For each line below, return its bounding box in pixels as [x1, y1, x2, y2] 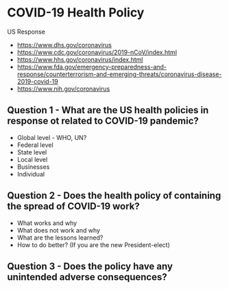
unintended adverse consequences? [7, 271, 167, 283]
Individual [16, 170, 45, 178]
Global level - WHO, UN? [16, 133, 87, 141]
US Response [7, 27, 46, 36]
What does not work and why [16, 226, 101, 234]
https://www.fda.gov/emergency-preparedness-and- [16, 62, 167, 71]
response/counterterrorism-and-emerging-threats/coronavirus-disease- [16, 70, 222, 78]
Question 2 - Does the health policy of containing [7, 190, 221, 202]
